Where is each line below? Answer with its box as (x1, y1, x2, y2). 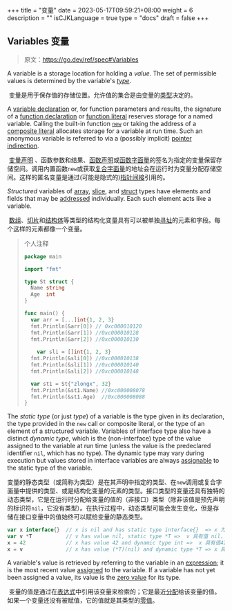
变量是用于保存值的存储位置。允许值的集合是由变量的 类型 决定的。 (8, 91, 197, 99)
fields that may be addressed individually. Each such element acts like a (7, 194, 212, 202)
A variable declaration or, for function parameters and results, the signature (7, 105, 222, 113)
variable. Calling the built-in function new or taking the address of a (7, 119, 197, 127)
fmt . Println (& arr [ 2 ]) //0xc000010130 (30, 335, 139, 343)
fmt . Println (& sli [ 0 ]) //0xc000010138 (30, 355, 139, 362)
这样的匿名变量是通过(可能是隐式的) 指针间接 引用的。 (19, 172, 169, 181)
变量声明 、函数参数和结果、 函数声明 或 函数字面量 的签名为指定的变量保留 (8, 155, 216, 164)
